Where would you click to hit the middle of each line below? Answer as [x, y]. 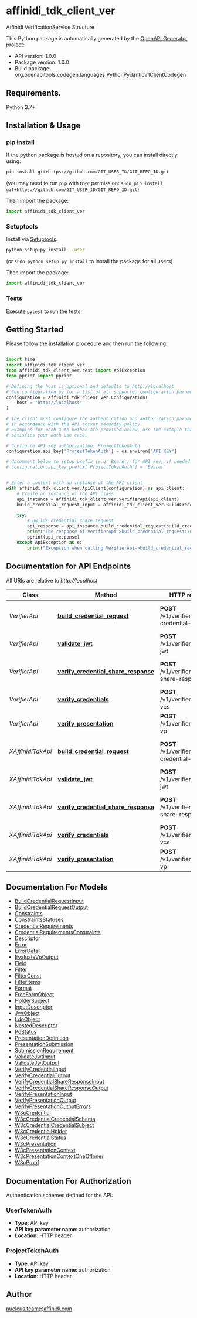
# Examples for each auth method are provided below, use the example [94, 430]
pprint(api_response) [54, 537]
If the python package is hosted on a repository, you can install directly [92, 155]
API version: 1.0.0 [35, 56]
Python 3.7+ [21, 107]
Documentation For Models [57, 887]
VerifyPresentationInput [43, 1094]
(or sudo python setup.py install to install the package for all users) [89, 261]
